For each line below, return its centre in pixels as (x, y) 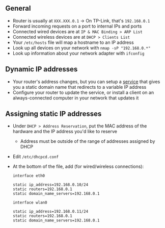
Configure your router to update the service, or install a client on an (83, 92)
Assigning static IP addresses (53, 114)
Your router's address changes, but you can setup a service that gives (86, 82)
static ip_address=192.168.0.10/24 (50, 185)
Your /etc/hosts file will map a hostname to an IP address (73, 42)
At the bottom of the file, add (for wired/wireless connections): (78, 167)
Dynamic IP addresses (42, 69)
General (18, 8)
